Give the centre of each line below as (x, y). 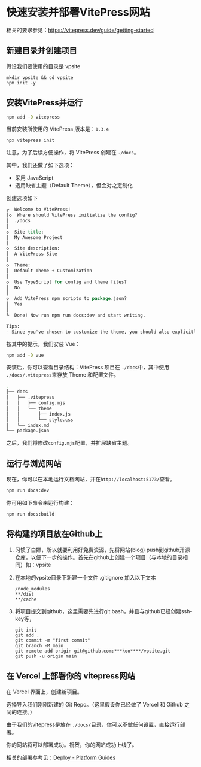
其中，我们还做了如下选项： (40, 165)
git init (26, 630)
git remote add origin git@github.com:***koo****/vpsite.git (93, 651)
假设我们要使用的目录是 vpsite (43, 66)
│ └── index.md (28, 425)
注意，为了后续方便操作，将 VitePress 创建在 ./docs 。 (73, 153)
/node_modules (32, 589)
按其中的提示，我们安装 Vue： (43, 344)
